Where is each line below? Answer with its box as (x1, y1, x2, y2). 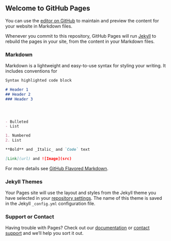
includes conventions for (5, 68, 58, 74)
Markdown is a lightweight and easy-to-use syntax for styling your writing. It (5, 63, 166, 69)
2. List (5, 138, 22, 143)
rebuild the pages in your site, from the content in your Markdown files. (5, 38, 155, 44)
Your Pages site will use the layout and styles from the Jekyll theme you (5, 190, 157, 196)
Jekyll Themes (5, 178, 43, 185)
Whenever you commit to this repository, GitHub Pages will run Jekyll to (5, 33, 157, 39)
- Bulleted (5, 119, 29, 124)
